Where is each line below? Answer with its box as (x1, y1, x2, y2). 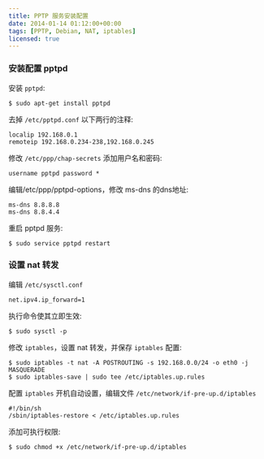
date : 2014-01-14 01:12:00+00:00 (8, 19, 122, 28)
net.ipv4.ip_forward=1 (8, 296, 85, 304)
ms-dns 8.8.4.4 (8, 208, 60, 216)
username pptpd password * (8, 169, 100, 177)
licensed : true (8, 34, 60, 43)
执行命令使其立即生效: (8, 310, 83, 321)
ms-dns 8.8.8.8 (8, 201, 60, 209)
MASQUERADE (8, 366, 45, 374)
